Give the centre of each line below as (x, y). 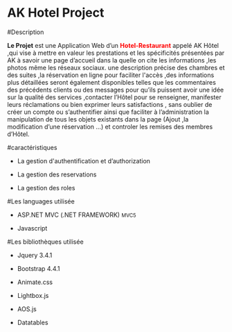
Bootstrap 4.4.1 (38, 268)
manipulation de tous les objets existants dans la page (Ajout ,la (98, 119)
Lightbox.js (33, 295)
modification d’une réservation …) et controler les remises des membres (110, 126)
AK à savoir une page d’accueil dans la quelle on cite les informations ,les (112, 60)
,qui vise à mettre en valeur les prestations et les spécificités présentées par (116, 53)
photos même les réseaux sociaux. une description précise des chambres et (116, 67)
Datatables (33, 322)
